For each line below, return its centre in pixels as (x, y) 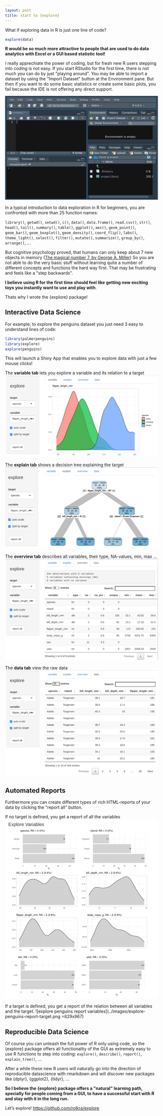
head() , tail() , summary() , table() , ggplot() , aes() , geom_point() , (71, 227)
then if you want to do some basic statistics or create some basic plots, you (81, 84)
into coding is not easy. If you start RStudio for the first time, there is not (77, 69)
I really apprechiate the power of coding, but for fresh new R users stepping (81, 63)
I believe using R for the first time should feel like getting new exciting (77, 282)
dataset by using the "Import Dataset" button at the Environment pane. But (79, 79)
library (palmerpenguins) (30, 339)
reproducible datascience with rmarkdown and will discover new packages (80, 1074)
